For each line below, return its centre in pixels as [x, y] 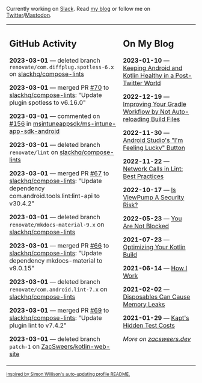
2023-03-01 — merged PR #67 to [59, 173]
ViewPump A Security [154, 197]
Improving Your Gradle [155, 104]
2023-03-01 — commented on [55, 116]
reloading [136, 119]
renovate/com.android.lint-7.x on [58, 289]
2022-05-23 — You [152, 218]
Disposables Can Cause [157, 296]
